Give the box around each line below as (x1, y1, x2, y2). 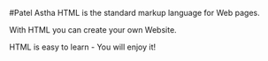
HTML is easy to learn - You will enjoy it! (9, 42, 157, 52)
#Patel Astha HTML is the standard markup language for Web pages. (9, 8, 260, 18)
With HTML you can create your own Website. (9, 25, 177, 34)
